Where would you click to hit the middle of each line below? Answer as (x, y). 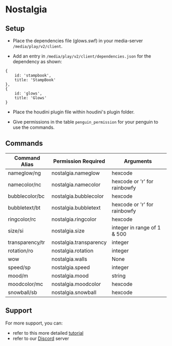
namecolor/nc (25, 184)
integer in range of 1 (136, 227)
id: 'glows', (28, 93)
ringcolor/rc (22, 219)
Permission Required (79, 161)
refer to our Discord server (41, 338)
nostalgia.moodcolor (76, 284)
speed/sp (19, 267)
